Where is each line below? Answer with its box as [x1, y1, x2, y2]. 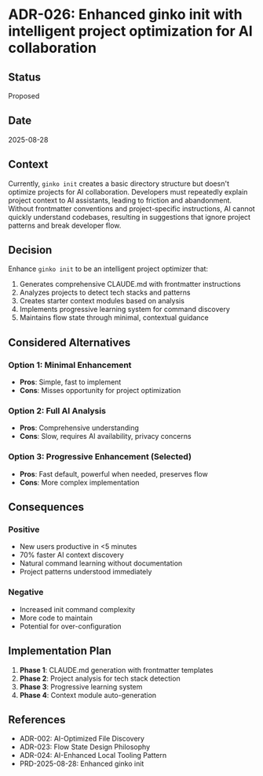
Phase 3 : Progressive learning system [19, 681, 143, 691]
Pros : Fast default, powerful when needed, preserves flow [19, 469, 208, 478]
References [8, 713, 66, 726]
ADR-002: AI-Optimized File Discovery [19, 734, 145, 744]
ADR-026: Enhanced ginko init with [8, 6, 243, 24]
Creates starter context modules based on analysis [19, 296, 184, 306]
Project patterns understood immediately [19, 567, 152, 577]
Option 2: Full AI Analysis [8, 406, 106, 417]
